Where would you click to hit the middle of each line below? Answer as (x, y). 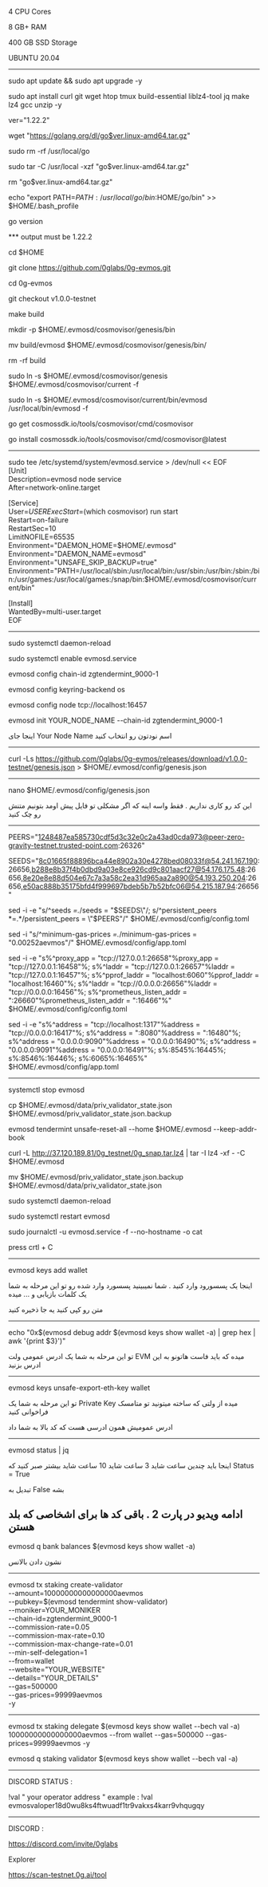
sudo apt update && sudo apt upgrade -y (75, 81)
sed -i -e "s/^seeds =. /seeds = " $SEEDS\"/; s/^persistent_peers (112, 910)
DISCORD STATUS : (41, 1781)
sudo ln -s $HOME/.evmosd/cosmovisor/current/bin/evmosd (108, 400)
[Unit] (18, 471)
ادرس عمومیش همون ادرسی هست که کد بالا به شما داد (91, 1427)
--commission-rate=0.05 (49, 1627)
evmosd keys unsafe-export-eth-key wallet (79, 1388)
